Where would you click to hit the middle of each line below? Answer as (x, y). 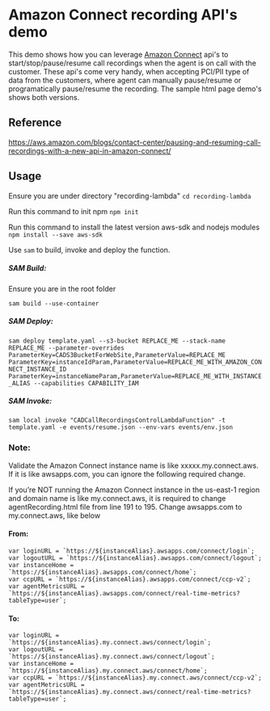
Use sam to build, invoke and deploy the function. (89, 250)
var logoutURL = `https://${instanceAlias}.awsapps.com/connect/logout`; (135, 558)
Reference (35, 123)
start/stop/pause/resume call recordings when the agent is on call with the (133, 63)
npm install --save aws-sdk (56, 235)
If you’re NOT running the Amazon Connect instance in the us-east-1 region (134, 490)
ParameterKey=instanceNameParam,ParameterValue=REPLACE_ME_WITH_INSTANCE (135, 376)
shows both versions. (44, 97)
